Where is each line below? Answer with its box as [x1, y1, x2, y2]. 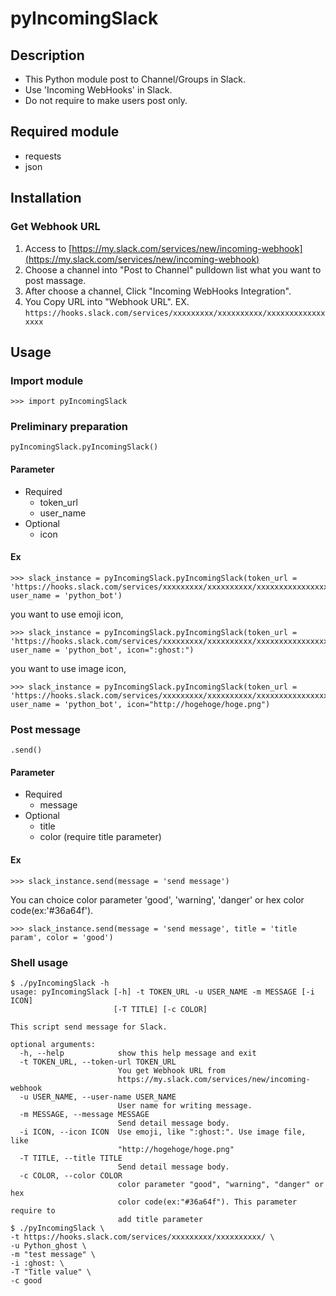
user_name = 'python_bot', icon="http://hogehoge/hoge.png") [10, 699, 271, 709]
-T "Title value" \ [10, 1267, 92, 1277]
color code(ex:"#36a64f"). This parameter [117, 1197, 298, 1207]
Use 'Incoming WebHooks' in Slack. [24, 84, 173, 96]
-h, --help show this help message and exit [19, 1048, 257, 1058]
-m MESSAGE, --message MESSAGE [19, 1109, 150, 1119]
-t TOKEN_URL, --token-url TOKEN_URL [19, 1057, 177, 1067]
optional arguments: [10, 1039, 97, 1049]
